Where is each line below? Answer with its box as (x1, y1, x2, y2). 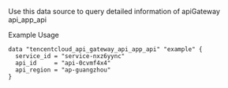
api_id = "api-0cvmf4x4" (15, 59, 111, 67)
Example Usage (8, 31, 59, 39)
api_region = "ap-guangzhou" (15, 66, 111, 74)
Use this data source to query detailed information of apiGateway (8, 7, 221, 16)
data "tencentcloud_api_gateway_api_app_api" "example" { (8, 46, 203, 53)
